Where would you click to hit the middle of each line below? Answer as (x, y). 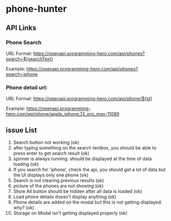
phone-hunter (36, 9)
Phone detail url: (27, 87)
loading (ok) (26, 164)
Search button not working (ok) (46, 142)
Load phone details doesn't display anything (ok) (65, 196)
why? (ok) (24, 207)
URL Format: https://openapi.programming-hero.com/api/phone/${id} (79, 99)
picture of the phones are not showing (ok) (58, 186)
